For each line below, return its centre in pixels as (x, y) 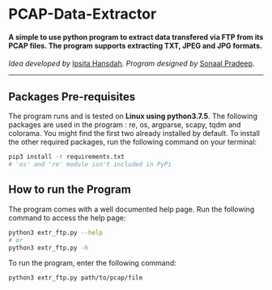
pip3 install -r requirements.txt (67, 157)
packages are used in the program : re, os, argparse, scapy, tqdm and (125, 125)
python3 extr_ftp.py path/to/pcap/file (76, 278)
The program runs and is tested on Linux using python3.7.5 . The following (133, 116)
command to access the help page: (67, 217)
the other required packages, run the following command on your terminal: (133, 142)
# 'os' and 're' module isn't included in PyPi (90, 164)
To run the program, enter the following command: (92, 263)
